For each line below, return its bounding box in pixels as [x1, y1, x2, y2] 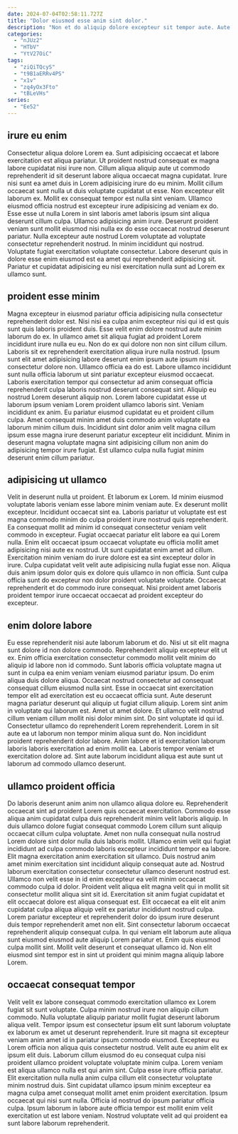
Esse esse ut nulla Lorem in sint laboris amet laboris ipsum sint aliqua [7, 209, 210, 217]
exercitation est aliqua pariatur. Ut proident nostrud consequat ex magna [7, 156, 220, 165]
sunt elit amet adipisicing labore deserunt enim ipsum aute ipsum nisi [7, 354, 210, 364]
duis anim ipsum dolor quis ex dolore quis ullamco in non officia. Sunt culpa [7, 568, 229, 577]
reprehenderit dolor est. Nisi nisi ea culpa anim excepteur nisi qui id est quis [7, 316, 229, 325]
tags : [7, 57, 23, 64]
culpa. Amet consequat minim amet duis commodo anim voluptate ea [7, 415, 210, 424]
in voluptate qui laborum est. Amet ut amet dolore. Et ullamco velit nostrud [7, 706, 225, 715]
